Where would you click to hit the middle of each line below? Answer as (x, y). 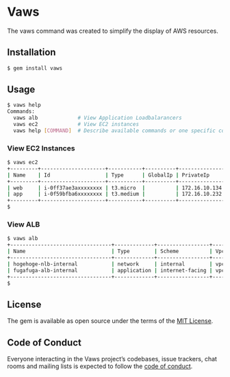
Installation (31, 52)
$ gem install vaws (35, 68)
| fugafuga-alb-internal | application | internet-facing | (110, 270)
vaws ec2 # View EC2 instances (76, 125)
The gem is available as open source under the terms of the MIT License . (110, 321)
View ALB (24, 224)
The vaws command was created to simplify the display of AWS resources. (113, 31)
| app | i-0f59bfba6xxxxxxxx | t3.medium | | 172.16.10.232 (115, 194)
